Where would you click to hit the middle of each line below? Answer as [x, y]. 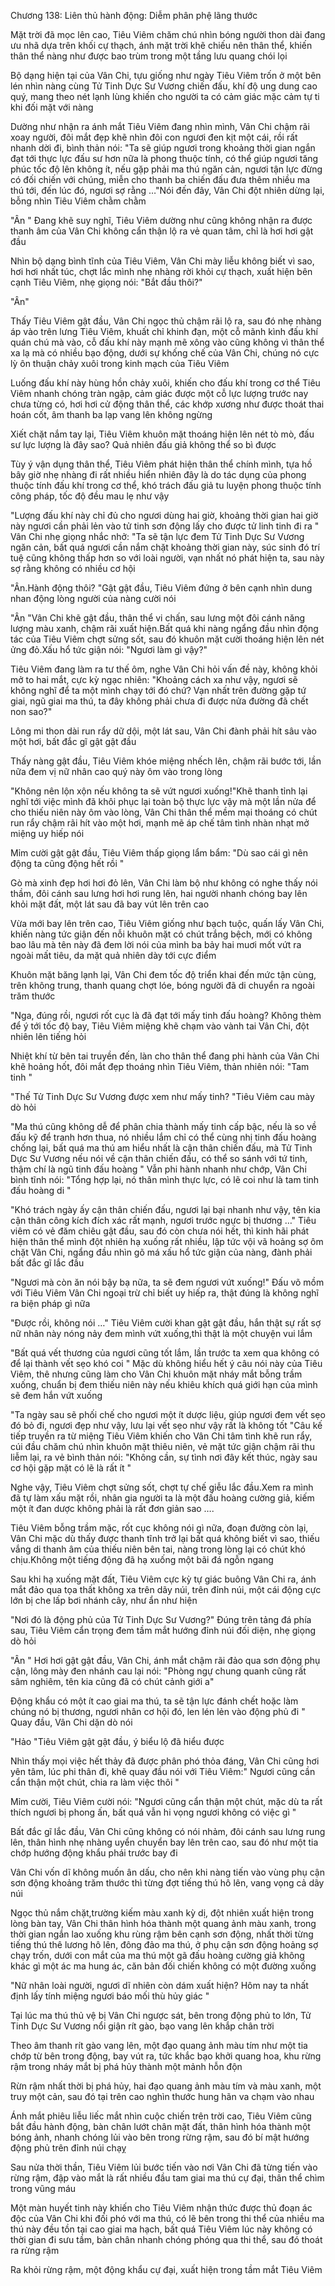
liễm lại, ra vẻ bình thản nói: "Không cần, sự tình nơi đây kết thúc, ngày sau [164, 1457]
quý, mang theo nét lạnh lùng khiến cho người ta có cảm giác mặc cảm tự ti [165, 96]
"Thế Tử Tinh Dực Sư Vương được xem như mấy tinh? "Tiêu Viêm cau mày [162, 1096]
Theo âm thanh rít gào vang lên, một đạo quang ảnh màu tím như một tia [159, 2045]
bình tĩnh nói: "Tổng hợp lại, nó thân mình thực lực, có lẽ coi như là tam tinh [165, 1179]
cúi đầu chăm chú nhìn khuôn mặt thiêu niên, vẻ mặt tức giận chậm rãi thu [162, 1446]
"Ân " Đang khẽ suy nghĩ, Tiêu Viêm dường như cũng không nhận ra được [161, 220]
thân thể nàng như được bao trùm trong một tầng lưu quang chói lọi [149, 56]
